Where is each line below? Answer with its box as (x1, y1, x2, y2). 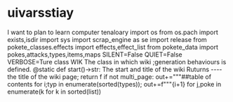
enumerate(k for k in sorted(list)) (7, 87, 102, 96)
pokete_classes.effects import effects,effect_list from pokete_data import (7, 43, 219, 51)
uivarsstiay (7, 5, 74, 21)
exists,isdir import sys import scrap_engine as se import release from (7, 35, 207, 43)
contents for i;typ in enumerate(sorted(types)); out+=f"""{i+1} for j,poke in (7, 80, 222, 88)
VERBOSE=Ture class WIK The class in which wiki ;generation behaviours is (7, 57, 227, 66)
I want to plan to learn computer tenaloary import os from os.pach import (7, 28, 219, 36)
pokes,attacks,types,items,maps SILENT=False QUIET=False (7, 50, 182, 59)
